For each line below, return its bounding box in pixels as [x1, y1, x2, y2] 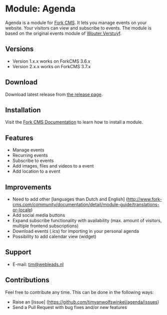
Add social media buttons [12, 212, 65, 218]
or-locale [12, 207, 31, 213]
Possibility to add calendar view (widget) [12, 234, 96, 239]
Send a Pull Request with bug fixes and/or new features [12, 304, 127, 310]
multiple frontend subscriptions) [12, 223, 79, 229]
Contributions [5, 276, 49, 284]
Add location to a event [12, 169, 60, 175]
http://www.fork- [127, 196, 162, 202]
